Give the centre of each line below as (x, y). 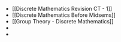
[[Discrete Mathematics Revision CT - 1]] (62, 9)
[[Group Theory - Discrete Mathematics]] (63, 21)
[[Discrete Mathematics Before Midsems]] (63, 15)
